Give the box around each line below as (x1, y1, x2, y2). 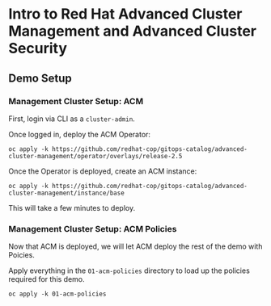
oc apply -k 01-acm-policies (8, 290, 107, 299)
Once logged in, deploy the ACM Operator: (8, 129, 151, 139)
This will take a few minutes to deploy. (8, 203, 136, 212)
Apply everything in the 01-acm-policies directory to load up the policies (8, 266, 251, 275)
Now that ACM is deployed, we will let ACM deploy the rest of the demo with (8, 241, 263, 251)
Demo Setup (8, 71, 72, 85)
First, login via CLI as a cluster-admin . (8, 114, 135, 124)
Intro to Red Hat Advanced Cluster (8, 5, 243, 23)
